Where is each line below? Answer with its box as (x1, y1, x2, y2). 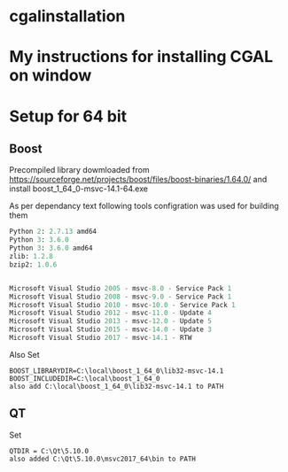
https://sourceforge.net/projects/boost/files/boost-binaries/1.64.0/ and (9, 174, 268, 185)
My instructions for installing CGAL (9, 47, 274, 67)
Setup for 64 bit (9, 106, 127, 126)
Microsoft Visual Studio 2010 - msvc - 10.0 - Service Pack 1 (9, 300, 237, 309)
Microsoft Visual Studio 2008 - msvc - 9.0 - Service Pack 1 (9, 292, 232, 301)
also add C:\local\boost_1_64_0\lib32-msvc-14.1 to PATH (9, 382, 224, 391)
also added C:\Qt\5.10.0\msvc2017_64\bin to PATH (9, 454, 197, 463)
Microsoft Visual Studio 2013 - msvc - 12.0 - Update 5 (9, 317, 213, 326)
